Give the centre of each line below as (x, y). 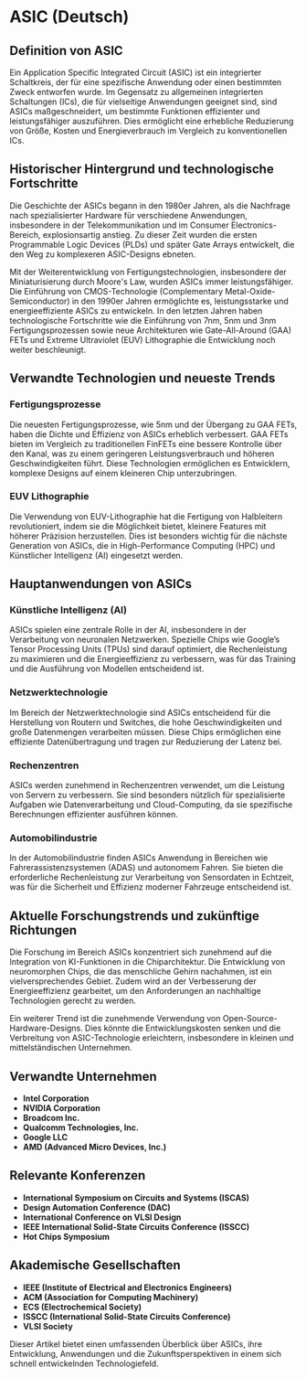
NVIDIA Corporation (61, 1108)
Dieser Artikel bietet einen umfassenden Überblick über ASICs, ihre (136, 1344)
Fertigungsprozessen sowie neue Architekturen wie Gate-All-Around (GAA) (151, 330)
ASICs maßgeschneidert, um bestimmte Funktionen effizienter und (135, 111)
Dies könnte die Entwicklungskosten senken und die (183, 1028)
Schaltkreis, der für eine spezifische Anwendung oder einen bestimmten (146, 82)
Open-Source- (250, 1019)
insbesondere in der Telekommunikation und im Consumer (120, 225)
